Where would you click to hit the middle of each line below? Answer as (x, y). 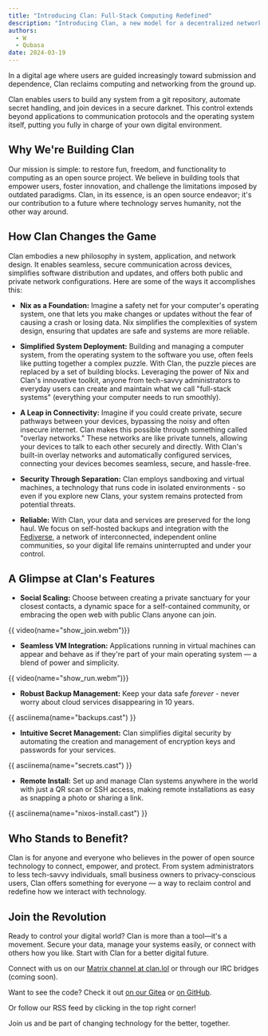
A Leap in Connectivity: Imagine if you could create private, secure (131, 413)
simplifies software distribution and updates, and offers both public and (126, 273)
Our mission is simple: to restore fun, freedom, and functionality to (117, 169)
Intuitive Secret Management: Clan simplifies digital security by (125, 733)
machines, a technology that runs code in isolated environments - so (132, 487)
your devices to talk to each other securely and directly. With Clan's (131, 446)
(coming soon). (33, 977)
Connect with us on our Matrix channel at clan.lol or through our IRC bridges (134, 969)
